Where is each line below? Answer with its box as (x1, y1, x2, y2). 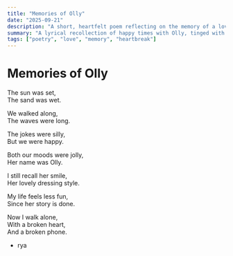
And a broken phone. (7, 228, 67, 236)
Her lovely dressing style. (7, 179, 80, 188)
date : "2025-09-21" (7, 17, 64, 24)
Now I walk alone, (7, 213, 58, 221)
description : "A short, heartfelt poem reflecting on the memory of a (7, 23, 216, 30)
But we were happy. (7, 138, 64, 146)
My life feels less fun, (7, 192, 69, 201)
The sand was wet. (7, 96, 62, 104)
